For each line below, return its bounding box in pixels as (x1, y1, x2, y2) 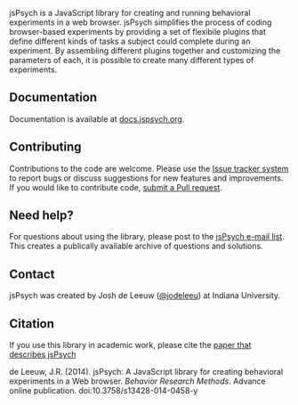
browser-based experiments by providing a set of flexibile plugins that (9, 27, 267, 36)
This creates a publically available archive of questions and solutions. (9, 240, 264, 252)
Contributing (9, 140, 82, 155)
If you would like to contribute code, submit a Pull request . (9, 182, 222, 192)
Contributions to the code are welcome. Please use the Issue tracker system (9, 163, 289, 174)
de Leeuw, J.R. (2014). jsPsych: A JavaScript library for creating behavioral (9, 367, 284, 377)
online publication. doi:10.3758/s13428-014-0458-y (9, 385, 198, 396)
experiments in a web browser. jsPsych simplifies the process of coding (9, 17, 272, 28)
